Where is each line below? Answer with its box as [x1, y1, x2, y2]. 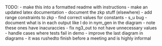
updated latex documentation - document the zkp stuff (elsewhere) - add [5, 9, 152, 15]
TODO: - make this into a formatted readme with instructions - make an [5, 4, 148, 10]
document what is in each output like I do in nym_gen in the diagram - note [5, 20, 155, 25]
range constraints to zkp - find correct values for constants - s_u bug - [5, 15, 147, 20]
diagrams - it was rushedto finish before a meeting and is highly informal [5, 35, 151, 41]
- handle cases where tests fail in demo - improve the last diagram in [5, 30, 143, 36]
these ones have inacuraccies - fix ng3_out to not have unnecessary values [5, 25, 157, 31]
